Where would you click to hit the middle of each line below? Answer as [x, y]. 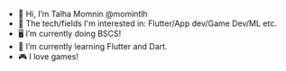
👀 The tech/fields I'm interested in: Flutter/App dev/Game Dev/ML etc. [147, 23]
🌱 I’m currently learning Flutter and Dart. [92, 46]
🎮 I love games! [48, 57]
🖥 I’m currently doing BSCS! [69, 33]
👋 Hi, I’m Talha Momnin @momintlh [83, 14]
